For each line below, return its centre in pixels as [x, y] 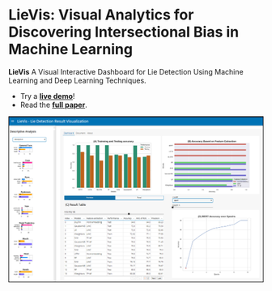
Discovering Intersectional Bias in [124, 32]
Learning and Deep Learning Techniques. [78, 80]
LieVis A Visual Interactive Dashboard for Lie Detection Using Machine [126, 71]
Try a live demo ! [47, 96]
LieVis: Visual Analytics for [101, 15]
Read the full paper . [53, 105]
